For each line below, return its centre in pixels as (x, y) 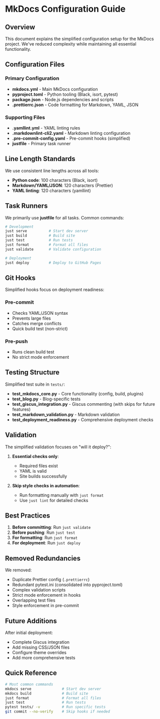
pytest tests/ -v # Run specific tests (55, 707)
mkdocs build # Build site (47, 693)
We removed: (19, 570)
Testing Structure (32, 372)
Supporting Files (25, 117)
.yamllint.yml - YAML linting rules (46, 128)
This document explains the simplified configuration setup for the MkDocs (80, 39)
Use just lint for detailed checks (54, 500)
